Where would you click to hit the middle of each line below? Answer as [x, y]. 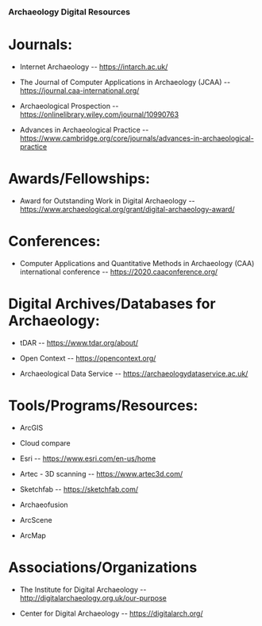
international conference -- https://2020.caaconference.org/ [119, 272]
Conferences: [54, 241]
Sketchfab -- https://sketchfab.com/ [79, 489]
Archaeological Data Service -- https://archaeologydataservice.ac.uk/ [134, 373]
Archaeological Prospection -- [69, 106]
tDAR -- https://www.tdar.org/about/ [79, 342]
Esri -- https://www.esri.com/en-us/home [88, 458]
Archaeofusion [44, 504]
